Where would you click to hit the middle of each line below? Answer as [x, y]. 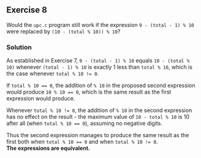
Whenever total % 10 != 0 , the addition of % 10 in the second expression [99, 110]
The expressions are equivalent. [48, 148]
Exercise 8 [27, 10]
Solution [19, 47]
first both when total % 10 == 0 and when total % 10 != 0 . [82, 142]
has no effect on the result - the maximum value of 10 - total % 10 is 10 [98, 117]
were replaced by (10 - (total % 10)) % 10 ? [63, 31]
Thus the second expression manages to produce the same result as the [98, 135]
